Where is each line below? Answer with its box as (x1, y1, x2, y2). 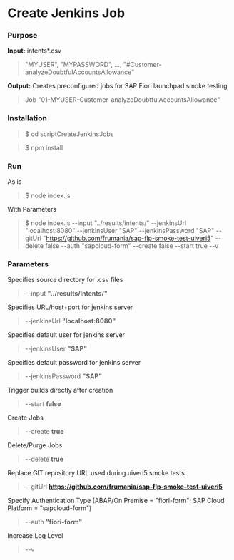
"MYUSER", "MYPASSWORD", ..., (24, 61, 122, 69)
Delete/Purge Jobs (7, 441, 63, 450)
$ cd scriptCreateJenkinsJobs (24, 130, 114, 138)
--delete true (24, 455, 64, 464)
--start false (24, 400, 61, 408)
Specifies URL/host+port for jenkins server (7, 303, 133, 311)
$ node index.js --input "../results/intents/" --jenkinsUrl (24, 219, 187, 227)
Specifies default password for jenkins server (7, 358, 141, 367)
